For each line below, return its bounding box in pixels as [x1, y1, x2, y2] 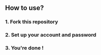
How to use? [5, 4, 44, 12]
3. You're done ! [5, 45, 44, 52]
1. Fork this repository [5, 18, 58, 25]
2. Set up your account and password [5, 32, 97, 38]
